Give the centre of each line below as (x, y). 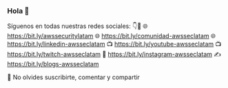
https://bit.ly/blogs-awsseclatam (53, 64)
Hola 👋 (18, 11)
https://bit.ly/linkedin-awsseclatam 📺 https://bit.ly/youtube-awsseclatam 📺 (114, 44)
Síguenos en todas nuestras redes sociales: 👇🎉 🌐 (77, 26)
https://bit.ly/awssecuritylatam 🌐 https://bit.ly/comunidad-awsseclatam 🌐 (112, 36)
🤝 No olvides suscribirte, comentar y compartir (73, 77)
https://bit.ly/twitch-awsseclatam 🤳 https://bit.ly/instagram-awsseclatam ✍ (114, 55)
